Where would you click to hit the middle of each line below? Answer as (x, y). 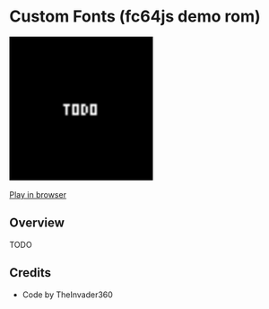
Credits (30, 273)
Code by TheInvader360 (68, 295)
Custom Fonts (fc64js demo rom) (135, 17)
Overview (37, 223)
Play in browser (38, 194)
